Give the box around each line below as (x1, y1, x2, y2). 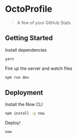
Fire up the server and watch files (5, 65, 73, 71)
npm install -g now (5, 111, 45, 116)
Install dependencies (5, 47, 47, 53)
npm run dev (5, 75, 29, 80)
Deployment (5, 88, 43, 97)
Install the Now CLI (5, 102, 43, 108)
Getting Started (5, 34, 53, 42)
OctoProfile (5, 3, 53, 15)
